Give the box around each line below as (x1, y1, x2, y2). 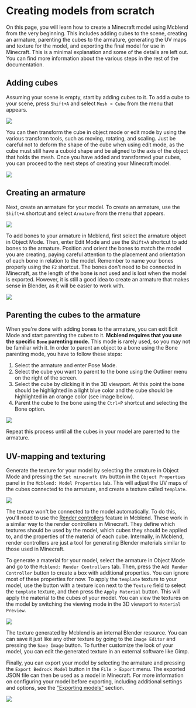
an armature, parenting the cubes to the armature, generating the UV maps (6, 36, 187, 43)
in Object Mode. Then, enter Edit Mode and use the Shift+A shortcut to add (6, 238, 188, 245)
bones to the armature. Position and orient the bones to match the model (6, 244, 181, 251)
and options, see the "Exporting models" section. (6, 684, 125, 692)
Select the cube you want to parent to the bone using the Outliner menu (14, 368, 188, 375)
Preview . (6, 607, 26, 614)
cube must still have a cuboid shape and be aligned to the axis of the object (6, 147, 188, 154)
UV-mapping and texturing (6, 451, 106, 461)
